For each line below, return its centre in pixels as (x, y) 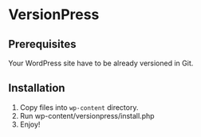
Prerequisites (42, 44)
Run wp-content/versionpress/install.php (87, 115)
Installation (37, 88)
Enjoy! (30, 124)
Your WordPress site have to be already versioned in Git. (101, 63)
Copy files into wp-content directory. (79, 107)
